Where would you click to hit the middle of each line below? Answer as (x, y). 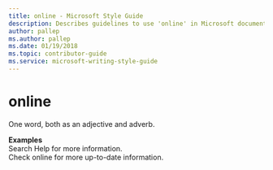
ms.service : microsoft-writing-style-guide (83, 62)
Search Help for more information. (66, 148)
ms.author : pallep (39, 39)
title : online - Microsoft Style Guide (76, 16)
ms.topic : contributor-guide (58, 54)
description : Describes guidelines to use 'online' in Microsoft (121, 24)
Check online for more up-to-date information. (86, 157)
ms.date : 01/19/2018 (43, 46)
